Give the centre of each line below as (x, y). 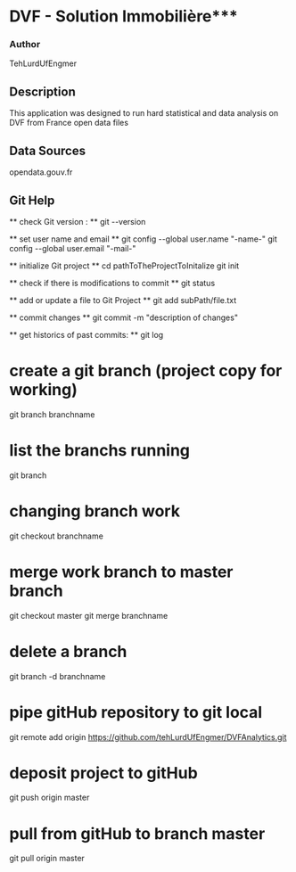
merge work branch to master (121, 572)
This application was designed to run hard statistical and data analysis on (144, 113)
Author (25, 45)
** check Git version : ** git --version (78, 221)
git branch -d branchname (58, 676)
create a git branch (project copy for (146, 371)
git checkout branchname (57, 536)
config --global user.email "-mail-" (73, 248)
